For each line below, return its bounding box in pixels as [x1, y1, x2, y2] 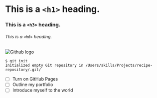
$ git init [5, 59, 28, 64]
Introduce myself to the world [12, 87, 73, 93]
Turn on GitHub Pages [12, 76, 58, 82]
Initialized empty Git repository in [5, 63, 84, 68]
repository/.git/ [5, 67, 41, 73]
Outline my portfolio [12, 82, 53, 88]
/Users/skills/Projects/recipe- [85, 63, 153, 68]
